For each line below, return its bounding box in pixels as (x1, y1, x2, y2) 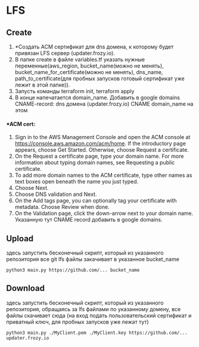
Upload (6, 234, 34, 244)
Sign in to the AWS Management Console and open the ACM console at (14, 134, 191, 141)
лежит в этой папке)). (14, 81, 70, 88)
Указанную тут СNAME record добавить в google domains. (14, 216, 163, 223)
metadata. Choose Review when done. (14, 204, 110, 211)
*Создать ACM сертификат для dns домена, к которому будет (14, 43, 174, 50)
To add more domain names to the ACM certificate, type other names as (14, 171, 192, 179)
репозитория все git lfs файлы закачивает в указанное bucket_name (6, 256, 180, 263)
